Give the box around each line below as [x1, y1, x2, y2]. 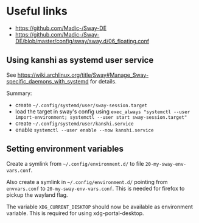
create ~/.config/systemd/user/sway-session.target [15, 101, 148, 108]
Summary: [6, 90, 32, 97]
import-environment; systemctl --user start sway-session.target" [15, 114, 187, 120]
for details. [89, 77, 117, 85]
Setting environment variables [6, 144, 124, 154]
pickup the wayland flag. [6, 191, 68, 199]
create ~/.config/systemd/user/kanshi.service [15, 119, 134, 127]
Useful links [6, 4, 68, 18]
